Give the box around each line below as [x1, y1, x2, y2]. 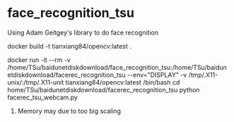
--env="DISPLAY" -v [127, 71, 187, 79]
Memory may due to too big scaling [17, 106, 122, 115]
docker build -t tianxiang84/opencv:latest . [7, 42, 132, 50]
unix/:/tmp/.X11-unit [7, 78, 64, 86]
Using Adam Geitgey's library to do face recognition [7, 28, 159, 37]
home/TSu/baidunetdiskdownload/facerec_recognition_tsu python [7, 85, 200, 94]
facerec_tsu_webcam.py [7, 93, 78, 102]
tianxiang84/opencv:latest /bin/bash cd [65, 78, 180, 86]
